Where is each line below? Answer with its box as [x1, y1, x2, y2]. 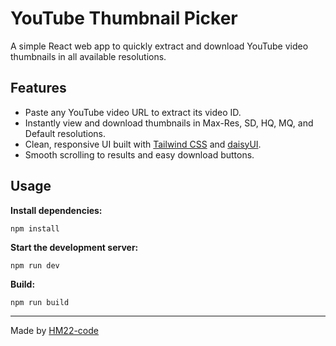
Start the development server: [10, 241, 139, 253]
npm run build [10, 297, 70, 307]
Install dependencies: [10, 204, 103, 216]
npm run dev [10, 260, 60, 271]
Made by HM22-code [10, 324, 99, 336]
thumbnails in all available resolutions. [10, 50, 167, 62]
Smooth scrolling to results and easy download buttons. [24, 148, 255, 161]
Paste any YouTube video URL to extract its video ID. [24, 106, 242, 118]
